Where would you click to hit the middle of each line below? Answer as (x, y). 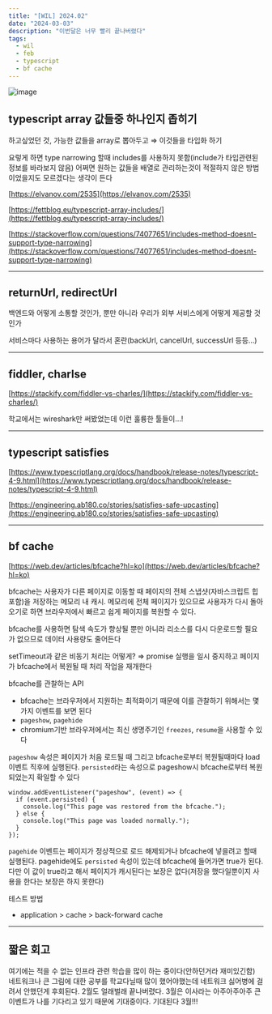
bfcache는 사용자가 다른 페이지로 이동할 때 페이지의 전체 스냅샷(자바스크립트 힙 (134, 591)
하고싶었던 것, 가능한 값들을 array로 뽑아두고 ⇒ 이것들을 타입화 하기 (115, 140)
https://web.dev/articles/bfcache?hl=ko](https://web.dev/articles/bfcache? (136, 566)
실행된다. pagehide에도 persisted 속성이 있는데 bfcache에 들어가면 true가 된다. (136, 861)
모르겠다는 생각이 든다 (78, 177)
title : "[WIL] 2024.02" (49, 16)
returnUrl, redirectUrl (63, 292)
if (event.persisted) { (55, 799)
